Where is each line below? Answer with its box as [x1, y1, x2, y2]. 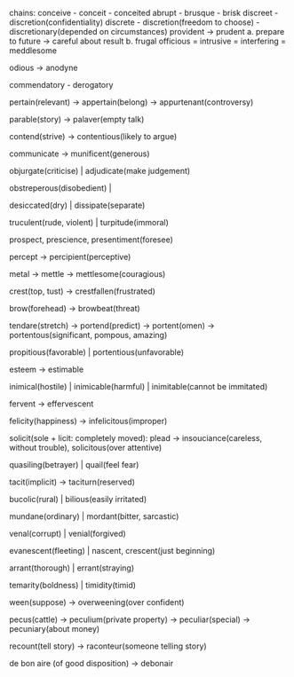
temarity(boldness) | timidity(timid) [9, 580, 136, 590]
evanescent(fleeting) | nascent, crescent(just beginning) [9, 546, 216, 555]
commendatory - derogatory [9, 80, 114, 90]
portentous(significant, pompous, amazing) [9, 330, 168, 340]
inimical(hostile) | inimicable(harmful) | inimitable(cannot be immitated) [9, 382, 268, 391]
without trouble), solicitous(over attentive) [9, 443, 163, 453]
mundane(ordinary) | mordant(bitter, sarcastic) [9, 511, 179, 522]
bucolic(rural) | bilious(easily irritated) [9, 494, 147, 504]
